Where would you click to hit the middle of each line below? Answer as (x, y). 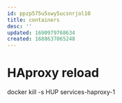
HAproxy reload (53, 73)
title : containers (33, 20)
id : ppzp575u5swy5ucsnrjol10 (49, 13)
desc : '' (20, 26)
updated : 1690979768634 (41, 33)
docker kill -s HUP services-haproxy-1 (61, 92)
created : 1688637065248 (41, 39)
